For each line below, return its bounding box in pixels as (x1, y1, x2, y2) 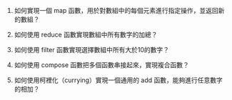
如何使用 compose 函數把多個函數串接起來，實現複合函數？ (14, 61, 189, 69)
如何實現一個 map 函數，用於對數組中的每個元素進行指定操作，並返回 (14, 6, 219, 14)
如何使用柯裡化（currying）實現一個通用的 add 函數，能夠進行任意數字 (14, 76, 223, 84)
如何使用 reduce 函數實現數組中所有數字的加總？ (14, 31, 158, 39)
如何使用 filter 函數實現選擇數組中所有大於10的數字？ (14, 46, 170, 54)
